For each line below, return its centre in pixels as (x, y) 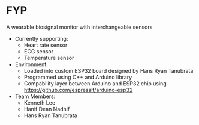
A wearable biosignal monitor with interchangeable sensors (79, 27)
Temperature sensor (49, 58)
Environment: (31, 64)
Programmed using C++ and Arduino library (78, 77)
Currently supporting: (41, 38)
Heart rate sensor (46, 45)
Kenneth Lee (40, 102)
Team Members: (35, 96)
